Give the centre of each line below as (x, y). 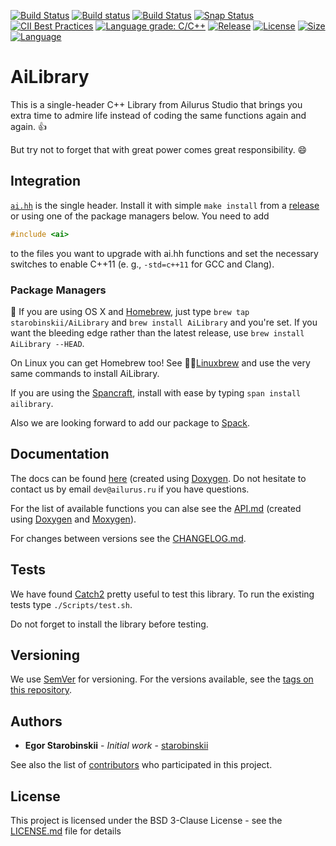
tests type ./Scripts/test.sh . (71, 604)
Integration (46, 181)
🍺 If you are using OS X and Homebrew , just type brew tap (130, 311)
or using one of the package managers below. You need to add (140, 216)
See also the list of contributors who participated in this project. (141, 765)
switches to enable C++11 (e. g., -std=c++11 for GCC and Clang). (142, 264)
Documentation (60, 454)
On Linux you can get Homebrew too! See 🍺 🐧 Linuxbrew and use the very (160, 362)
